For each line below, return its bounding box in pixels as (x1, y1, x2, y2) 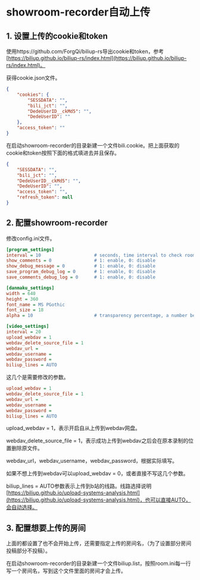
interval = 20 (6, 329, 42, 335)
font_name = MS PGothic (6, 302, 65, 308)
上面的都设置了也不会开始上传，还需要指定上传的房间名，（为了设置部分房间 (6, 540, 192, 547)
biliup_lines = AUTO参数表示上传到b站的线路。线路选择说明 (6, 482, 152, 490)
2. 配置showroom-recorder (6, 218, 108, 228)
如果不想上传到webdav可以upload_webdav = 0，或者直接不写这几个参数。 (6, 470, 189, 477)
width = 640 (6, 290, 36, 296)
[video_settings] (6, 324, 49, 330)
